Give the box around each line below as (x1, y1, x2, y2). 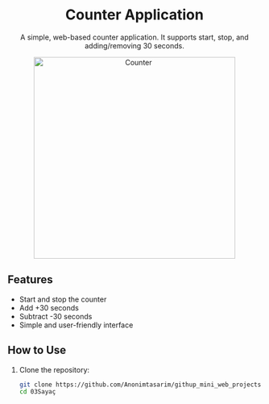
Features (7, 273, 53, 287)
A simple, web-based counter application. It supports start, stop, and (20, 32, 249, 42)
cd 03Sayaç (19, 388, 56, 396)
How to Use (7, 344, 67, 357)
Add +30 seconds (19, 302, 80, 312)
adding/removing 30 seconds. (85, 40, 184, 50)
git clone (19, 381, 53, 389)
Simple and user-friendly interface (19, 320, 134, 330)
